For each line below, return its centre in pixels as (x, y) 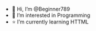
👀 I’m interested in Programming (51, 15)
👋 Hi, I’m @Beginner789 (41, 9)
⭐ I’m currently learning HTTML (50, 22)
